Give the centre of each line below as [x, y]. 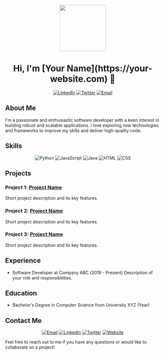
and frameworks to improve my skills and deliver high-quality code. [73, 130]
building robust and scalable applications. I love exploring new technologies [82, 125]
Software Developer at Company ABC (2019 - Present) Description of [82, 272]
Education [21, 293]
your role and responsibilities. [42, 278]
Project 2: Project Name [34, 211]
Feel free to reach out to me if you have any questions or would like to [76, 342]
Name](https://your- [110, 69]
